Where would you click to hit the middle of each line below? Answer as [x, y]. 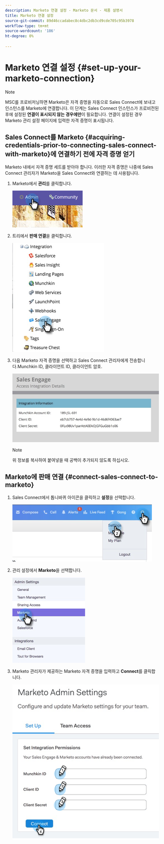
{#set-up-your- [109, 68]
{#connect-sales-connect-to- [112, 477]
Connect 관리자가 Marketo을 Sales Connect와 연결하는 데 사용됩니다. [72, 173]
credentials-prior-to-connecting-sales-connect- [81, 145]
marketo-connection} [50, 79]
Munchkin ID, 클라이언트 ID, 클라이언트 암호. [60, 366]
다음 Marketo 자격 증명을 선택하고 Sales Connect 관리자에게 [70, 360]
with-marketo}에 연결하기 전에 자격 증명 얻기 [70, 154]
